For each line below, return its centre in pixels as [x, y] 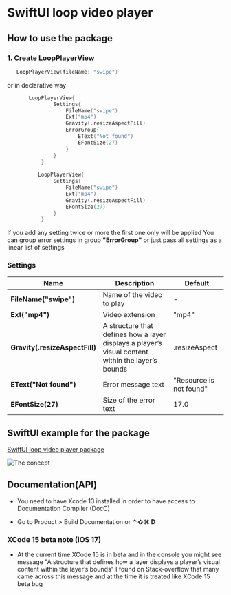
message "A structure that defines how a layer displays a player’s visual [118, 562]
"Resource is [194, 380]
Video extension [129, 314]
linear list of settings [36, 248]
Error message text [134, 384]
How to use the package [60, 38]
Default [197, 283]
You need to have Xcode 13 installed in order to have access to [106, 501]
